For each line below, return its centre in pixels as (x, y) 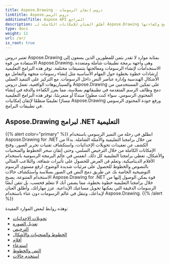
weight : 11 (17, 33)
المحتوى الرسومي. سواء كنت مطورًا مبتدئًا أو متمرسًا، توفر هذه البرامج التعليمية (79, 95)
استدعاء (20, 245)
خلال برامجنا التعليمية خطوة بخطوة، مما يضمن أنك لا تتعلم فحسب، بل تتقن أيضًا (79, 182)
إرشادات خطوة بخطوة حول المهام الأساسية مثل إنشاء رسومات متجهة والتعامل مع (82, 73)
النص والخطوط (27, 250)
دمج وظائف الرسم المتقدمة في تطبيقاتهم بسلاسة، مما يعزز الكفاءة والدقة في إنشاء (83, 90)
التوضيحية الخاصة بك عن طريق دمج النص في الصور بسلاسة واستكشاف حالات (78, 172)
